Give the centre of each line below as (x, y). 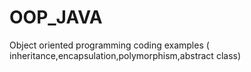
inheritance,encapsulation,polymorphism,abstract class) (125, 55)
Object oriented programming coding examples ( (109, 45)
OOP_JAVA (56, 17)
